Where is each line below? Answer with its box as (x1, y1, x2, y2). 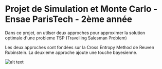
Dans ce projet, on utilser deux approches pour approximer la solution (5, 30, 145, 35)
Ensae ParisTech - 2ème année (5, 14, 132, 25)
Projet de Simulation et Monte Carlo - (5, 3, 158, 15)
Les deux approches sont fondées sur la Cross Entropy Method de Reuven (5, 44, 155, 50)
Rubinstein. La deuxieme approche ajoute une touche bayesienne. (5, 50, 138, 55)
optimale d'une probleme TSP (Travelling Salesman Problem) (5, 35, 127, 41)
